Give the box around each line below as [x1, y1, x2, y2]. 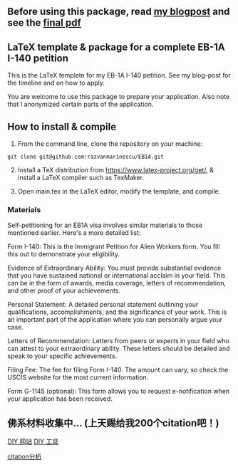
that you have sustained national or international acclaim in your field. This [7, 271, 226, 280]
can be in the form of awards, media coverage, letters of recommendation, [7, 279, 227, 288]
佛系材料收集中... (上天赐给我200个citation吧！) [7, 416, 219, 429]
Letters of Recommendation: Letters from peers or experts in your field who [7, 337, 229, 345]
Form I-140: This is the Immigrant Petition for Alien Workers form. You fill [7, 242, 220, 251]
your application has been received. [7, 394, 113, 403]
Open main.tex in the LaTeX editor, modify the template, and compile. [17, 187, 221, 196]
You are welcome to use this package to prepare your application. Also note [7, 93, 230, 101]
